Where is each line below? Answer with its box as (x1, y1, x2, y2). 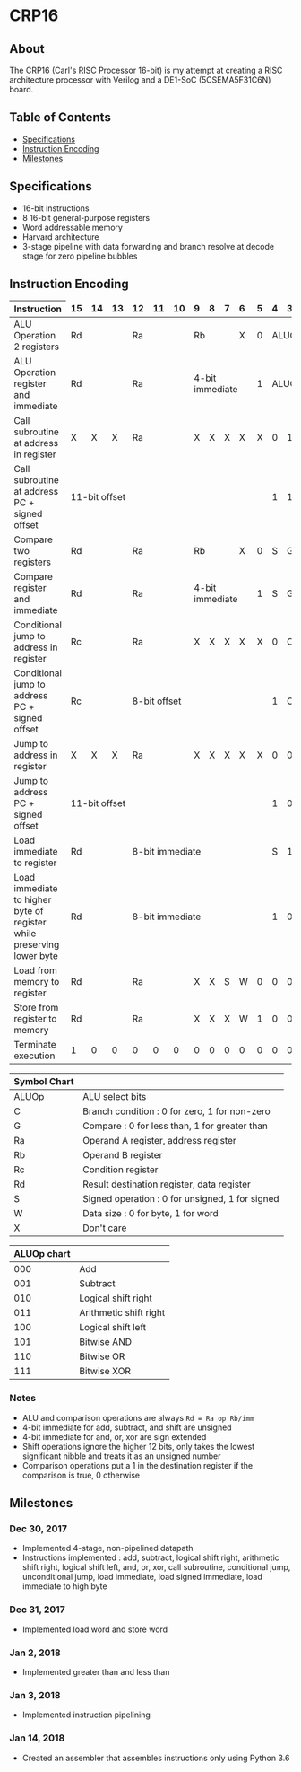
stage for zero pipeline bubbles (21, 250, 138, 261)
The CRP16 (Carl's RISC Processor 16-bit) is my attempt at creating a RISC (9, 65, 283, 75)
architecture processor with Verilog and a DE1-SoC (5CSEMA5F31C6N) (9, 75, 271, 85)
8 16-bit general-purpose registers (21, 212, 150, 223)
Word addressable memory (21, 222, 124, 232)
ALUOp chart (13, 1248, 71, 1260)
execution (13, 1049, 56, 1062)
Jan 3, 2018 (9, 1689, 61, 1701)
